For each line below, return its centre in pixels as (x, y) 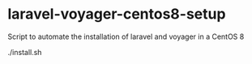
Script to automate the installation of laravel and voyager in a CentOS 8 (126, 36)
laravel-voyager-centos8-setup (117, 14)
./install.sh (25, 52)
